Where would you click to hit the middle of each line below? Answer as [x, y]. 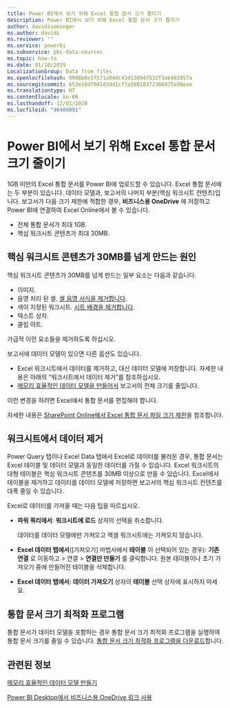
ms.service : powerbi [37, 46]
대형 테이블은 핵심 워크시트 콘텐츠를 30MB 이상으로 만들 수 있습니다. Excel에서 [113, 474]
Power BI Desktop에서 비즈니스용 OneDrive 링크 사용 [80, 697]
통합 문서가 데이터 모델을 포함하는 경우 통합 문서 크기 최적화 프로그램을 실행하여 [114, 632]
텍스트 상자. [33, 316]
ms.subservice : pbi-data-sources [55, 52]
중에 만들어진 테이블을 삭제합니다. [81, 567]
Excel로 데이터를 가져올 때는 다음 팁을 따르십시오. [73, 506]
